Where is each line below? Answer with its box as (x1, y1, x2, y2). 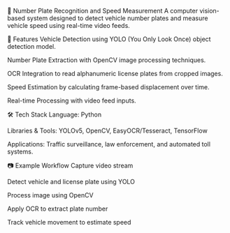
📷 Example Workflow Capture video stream (7, 161, 134, 170)
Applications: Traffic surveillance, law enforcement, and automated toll (7, 140, 211, 148)
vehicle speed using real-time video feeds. (7, 22, 131, 29)
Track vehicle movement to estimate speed (7, 218, 131, 226)
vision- (199, 7, 220, 15)
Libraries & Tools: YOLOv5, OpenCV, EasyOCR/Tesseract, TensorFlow (7, 126, 208, 135)
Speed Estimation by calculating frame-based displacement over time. (7, 83, 210, 91)
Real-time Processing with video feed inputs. (7, 96, 136, 105)
